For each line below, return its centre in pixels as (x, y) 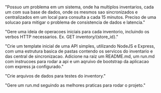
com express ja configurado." (34, 66)
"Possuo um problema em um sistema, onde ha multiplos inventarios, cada (79, 7)
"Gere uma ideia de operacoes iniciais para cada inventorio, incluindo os (77, 32)
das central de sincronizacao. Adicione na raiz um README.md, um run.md (80, 56)
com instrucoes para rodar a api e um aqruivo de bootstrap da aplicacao (77, 61)
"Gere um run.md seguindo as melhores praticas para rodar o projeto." (75, 85)
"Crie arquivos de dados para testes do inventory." (55, 76)
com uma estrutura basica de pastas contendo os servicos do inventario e (79, 51)
